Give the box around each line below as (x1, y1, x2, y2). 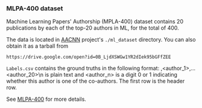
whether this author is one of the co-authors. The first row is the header (6, 77, 185, 85)
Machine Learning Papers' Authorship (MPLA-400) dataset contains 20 (6, 18, 184, 25)
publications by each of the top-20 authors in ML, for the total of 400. (6, 24, 179, 31)
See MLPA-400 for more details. (6, 95, 86, 103)
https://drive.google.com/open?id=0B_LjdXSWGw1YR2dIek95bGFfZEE (6, 54, 171, 60)
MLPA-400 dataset (6, 4, 63, 13)
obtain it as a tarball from (6, 42, 69, 49)
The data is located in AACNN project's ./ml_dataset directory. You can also (6, 36, 196, 43)
